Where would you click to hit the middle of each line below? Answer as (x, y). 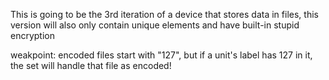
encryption (32, 35)
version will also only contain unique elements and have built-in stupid (155, 25)
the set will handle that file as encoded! (91, 65)
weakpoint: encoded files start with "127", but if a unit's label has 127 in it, (161, 55)
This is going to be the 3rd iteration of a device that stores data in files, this (164, 14)
